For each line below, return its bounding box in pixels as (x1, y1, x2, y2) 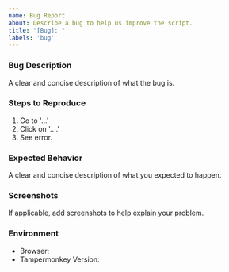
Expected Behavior (8, 152, 83, 163)
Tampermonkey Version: (19, 255, 101, 264)
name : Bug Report (8, 11, 66, 20)
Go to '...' (19, 116, 49, 125)
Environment (8, 228, 59, 239)
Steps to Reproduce (8, 98, 86, 109)
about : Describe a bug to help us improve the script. (8, 19, 193, 27)
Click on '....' (19, 124, 60, 133)
